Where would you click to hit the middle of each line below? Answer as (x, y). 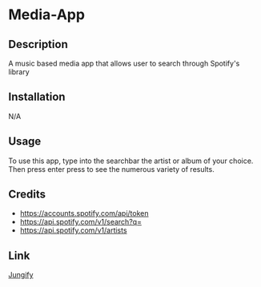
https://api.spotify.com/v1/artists (73, 230)
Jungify (21, 275)
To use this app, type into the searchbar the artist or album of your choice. (131, 161)
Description (38, 44)
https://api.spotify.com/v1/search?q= (81, 222)
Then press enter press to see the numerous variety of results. (111, 169)
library (19, 72)
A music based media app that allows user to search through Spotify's (124, 63)
